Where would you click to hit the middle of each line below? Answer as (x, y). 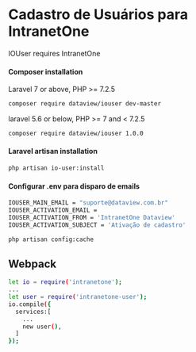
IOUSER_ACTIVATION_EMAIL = (53, 210)
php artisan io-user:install (56, 168)
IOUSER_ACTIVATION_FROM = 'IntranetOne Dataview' (92, 217)
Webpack (33, 264)
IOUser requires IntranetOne (54, 53)
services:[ (33, 312)
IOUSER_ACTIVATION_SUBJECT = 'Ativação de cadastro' (97, 225)
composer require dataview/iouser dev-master (85, 104)
